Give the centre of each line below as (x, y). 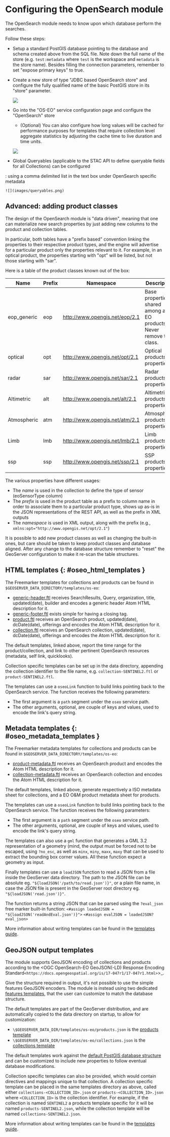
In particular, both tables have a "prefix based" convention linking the (77, 239)
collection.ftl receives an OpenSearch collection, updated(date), (79, 630)
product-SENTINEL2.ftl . (30, 677)
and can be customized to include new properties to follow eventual (76, 1061)
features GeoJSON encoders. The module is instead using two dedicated (81, 988)
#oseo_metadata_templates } (53, 736)
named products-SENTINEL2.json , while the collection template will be (78, 1109)
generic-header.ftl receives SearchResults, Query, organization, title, (84, 597)
